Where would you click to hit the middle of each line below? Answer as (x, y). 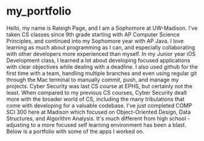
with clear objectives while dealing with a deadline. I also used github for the (102, 67)
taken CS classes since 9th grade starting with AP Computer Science (93, 34)
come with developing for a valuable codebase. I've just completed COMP (99, 105)
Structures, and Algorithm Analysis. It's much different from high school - (98, 118)
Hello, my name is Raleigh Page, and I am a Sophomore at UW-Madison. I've (102, 28)
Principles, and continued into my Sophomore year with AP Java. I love (95, 41)
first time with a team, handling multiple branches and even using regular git (102, 73)
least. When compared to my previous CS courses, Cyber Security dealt (97, 92)
